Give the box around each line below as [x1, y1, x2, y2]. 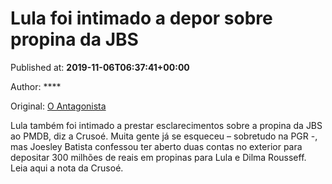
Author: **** [10, 80, 62, 92]
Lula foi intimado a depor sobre [10, 7, 273, 30]
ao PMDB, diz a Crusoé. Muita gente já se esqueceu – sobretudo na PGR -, [10, 130, 318, 142]
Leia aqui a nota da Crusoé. [10, 162, 124, 174]
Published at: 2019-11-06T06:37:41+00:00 [10, 61, 190, 73]
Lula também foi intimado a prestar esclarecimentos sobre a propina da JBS [10, 119, 323, 131]
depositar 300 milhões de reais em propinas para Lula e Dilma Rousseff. [10, 151, 307, 163]
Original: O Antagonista [10, 100, 107, 112]
